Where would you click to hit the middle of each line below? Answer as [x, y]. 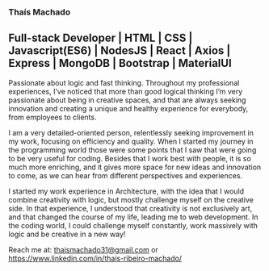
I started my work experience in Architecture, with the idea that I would [126, 191]
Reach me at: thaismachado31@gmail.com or [84, 249]
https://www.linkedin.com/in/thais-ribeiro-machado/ [95, 258]
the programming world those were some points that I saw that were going [132, 150]
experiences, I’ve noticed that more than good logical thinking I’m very [126, 91]
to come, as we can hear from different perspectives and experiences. [126, 175]
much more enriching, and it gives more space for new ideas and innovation [135, 167]
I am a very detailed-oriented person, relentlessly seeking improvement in [131, 132]
